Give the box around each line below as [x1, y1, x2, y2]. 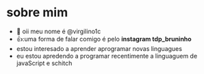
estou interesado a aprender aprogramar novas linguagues [16, 44, 183, 52]
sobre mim [6, 5, 68, 20]
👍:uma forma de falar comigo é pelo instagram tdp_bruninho [16, 35, 192, 43]
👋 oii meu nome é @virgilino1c [16, 27, 101, 35]
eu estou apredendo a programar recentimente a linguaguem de [16, 52, 198, 60]
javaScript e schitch [16, 59, 73, 67]
